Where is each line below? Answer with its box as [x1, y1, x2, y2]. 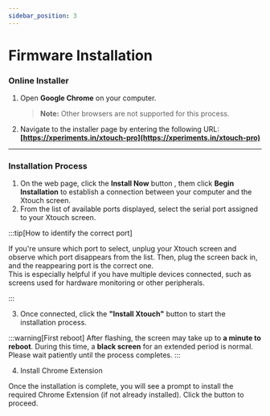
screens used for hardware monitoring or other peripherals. [8, 278, 205, 288]
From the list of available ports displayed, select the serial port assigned [19, 204, 259, 214]
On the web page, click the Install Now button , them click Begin [19, 178, 235, 189]
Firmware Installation [8, 46, 153, 64]
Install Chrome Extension [19, 366, 103, 376]
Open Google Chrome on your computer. [19, 93, 157, 103]
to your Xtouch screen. [19, 213, 96, 222]
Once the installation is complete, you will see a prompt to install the [8, 381, 234, 391]
